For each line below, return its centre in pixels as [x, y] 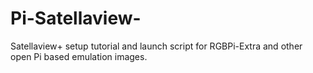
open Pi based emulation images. [79, 56]
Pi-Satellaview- [76, 18]
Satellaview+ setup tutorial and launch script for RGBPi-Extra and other [156, 46]
